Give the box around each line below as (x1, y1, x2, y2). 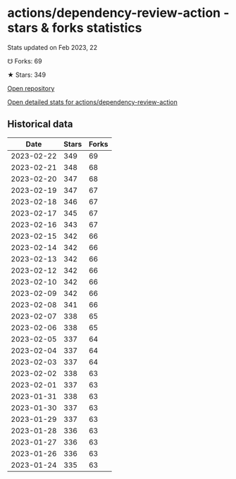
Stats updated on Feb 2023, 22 (7, 43, 97, 51)
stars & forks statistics (7, 20, 142, 36)
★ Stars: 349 (7, 70, 46, 79)
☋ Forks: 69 (7, 56, 42, 65)
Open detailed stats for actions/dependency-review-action (7, 97, 178, 106)
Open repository (7, 84, 55, 92)
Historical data (7, 118, 73, 130)
